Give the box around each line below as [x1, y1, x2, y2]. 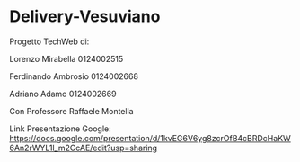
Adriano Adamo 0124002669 [9, 88, 117, 99]
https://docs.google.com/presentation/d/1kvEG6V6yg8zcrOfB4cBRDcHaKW [9, 132, 292, 143]
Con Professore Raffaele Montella [9, 105, 134, 116]
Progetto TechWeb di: [9, 36, 90, 47]
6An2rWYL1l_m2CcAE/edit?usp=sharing [9, 142, 158, 153]
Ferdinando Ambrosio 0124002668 [9, 70, 139, 82]
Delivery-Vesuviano [9, 6, 161, 27]
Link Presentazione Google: [9, 123, 111, 134]
